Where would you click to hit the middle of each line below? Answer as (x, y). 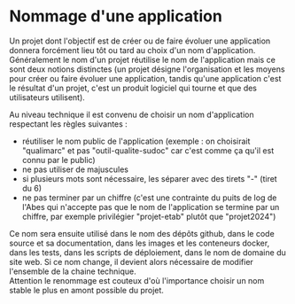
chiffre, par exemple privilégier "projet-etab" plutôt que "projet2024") (149, 216)
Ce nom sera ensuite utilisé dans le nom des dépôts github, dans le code (142, 233)
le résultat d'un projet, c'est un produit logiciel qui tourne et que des (133, 88)
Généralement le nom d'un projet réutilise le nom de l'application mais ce (143, 59)
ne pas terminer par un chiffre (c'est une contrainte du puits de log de (149, 198)
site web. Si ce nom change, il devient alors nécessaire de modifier (132, 261)
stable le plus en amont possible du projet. (86, 290)
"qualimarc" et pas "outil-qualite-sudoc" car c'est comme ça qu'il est (148, 150)
